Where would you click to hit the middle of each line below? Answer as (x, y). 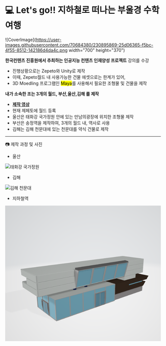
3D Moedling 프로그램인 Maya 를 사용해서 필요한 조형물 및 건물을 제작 (80, 83)
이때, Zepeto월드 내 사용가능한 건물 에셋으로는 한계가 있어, (69, 77)
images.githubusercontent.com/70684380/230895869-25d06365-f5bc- (79, 45)
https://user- (49, 40)
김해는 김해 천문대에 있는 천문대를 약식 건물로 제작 (60, 129)
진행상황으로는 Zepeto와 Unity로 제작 (49, 71)
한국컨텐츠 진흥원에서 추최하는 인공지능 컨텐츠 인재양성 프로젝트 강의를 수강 (77, 60)
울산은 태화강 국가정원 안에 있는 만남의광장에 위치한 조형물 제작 (73, 116)
